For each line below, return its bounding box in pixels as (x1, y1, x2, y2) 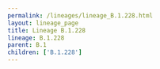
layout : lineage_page (7, 19, 79, 27)
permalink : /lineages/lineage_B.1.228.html (7, 11, 154, 20)
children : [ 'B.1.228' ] (7, 48, 82, 56)
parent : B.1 (7, 41, 47, 49)
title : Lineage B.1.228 (7, 26, 86, 34)
